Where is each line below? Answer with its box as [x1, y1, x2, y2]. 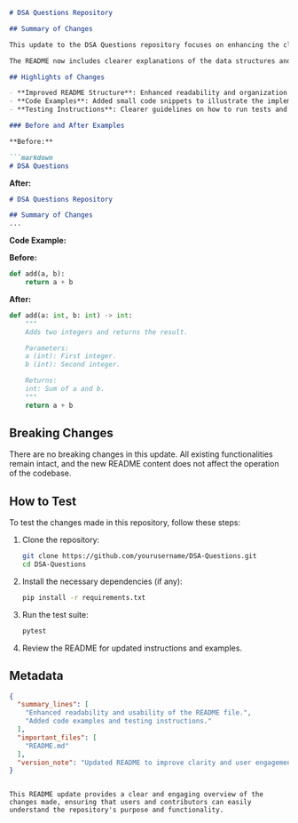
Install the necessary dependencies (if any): [21, 576, 184, 587]
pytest [21, 627, 47, 635]
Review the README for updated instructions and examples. [21, 643, 242, 653]
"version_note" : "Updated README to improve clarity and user [17, 758, 252, 767]
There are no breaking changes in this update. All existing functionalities [9, 449, 273, 459]
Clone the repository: [21, 534, 100, 546]
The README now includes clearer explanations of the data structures [9, 56, 276, 66]
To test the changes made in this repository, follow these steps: [9, 517, 241, 528]
